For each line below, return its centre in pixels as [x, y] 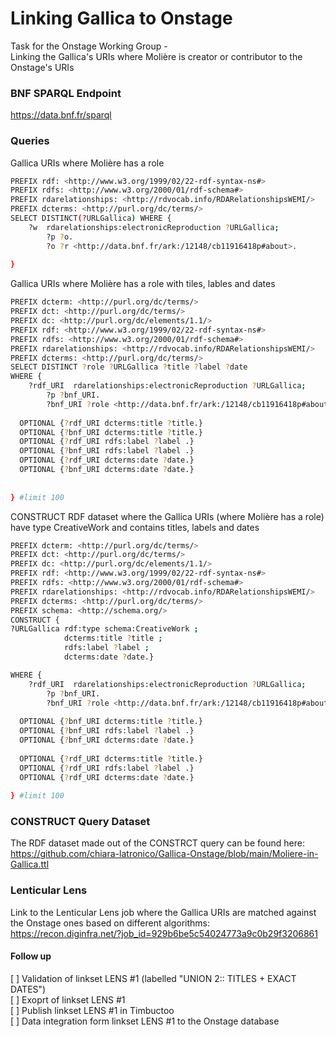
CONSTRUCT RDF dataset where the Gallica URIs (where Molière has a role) [167, 516]
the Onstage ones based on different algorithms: [110, 923]
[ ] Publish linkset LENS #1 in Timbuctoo [92, 1010]
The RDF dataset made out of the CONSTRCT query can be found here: [157, 843]
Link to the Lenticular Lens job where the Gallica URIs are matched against [163, 912]
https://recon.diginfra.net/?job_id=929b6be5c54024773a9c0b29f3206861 [164, 933]
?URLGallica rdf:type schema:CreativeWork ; [104, 629]
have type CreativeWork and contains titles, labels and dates [135, 527]
